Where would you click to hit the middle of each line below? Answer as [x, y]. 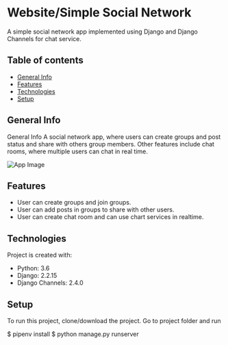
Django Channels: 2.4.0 [50, 283]
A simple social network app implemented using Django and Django [103, 31]
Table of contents [45, 61]
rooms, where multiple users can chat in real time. [78, 151]
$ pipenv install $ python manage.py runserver [73, 334]
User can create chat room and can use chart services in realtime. [110, 217]
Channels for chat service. [45, 38]
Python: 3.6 [33, 268]
